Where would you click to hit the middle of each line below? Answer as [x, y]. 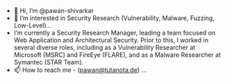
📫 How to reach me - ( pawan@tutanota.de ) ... [80, 70]
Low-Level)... [33, 25]
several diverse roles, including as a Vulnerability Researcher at [104, 47]
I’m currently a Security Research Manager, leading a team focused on [115, 33]
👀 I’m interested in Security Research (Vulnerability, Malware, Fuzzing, [114, 18]
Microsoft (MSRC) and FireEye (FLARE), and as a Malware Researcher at [117, 55]
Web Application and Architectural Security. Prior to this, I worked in [111, 40]
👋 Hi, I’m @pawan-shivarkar [54, 11]
